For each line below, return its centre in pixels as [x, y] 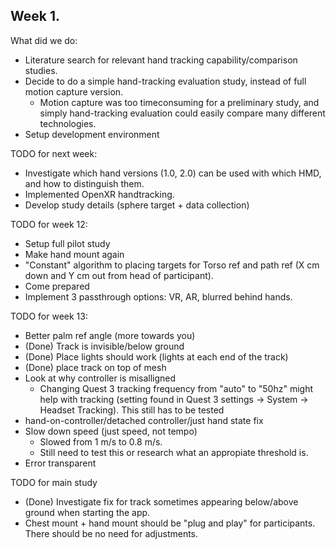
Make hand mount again [74, 254]
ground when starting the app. [87, 512]
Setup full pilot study [67, 243]
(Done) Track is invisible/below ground [104, 346]
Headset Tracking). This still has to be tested [132, 410]
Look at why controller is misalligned [100, 378]
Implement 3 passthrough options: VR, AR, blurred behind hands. [158, 296]
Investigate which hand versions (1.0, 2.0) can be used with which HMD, [173, 173]
